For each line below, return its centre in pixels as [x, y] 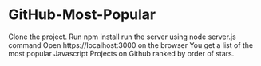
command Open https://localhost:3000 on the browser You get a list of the [131, 45]
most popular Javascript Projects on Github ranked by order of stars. [121, 53]
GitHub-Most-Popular [82, 15]
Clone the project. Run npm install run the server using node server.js [123, 37]
